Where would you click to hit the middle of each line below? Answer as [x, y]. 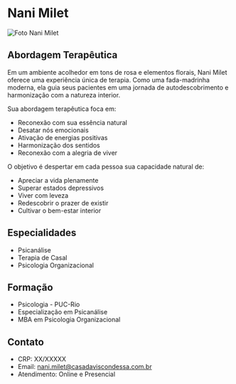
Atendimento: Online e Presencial [66, 374]
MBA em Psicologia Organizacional [69, 320]
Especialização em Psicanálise [63, 312]
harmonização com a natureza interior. [64, 95]
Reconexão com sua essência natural [73, 122]
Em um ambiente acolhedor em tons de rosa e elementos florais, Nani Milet [117, 72]
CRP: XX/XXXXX [42, 359]
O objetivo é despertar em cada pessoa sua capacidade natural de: [106, 166]
